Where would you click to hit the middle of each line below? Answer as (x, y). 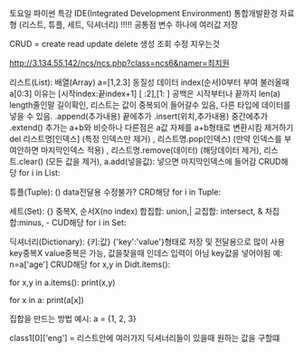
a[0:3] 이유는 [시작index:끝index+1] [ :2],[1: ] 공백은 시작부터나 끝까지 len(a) (145, 94)
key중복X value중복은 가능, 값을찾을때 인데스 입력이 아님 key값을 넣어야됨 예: (146, 253)
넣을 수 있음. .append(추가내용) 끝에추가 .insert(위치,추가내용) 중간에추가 (139, 116)
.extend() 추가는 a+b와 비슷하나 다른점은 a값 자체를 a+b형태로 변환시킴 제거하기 (152, 128)
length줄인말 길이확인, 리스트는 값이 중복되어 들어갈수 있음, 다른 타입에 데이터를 (150, 105)
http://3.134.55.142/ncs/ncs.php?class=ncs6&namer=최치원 (119, 63)
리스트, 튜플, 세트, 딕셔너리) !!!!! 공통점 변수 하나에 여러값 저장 (129, 24)
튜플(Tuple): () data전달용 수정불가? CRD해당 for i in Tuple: (115, 192)
